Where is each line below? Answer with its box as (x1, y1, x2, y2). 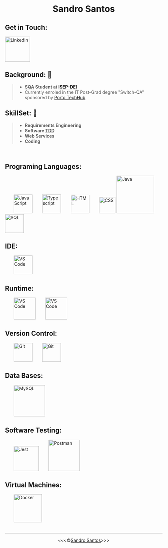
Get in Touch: (5, 23, 48, 32)
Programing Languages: (5, 162, 82, 171)
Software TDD (24, 127, 55, 133)
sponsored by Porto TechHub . (24, 94, 87, 100)
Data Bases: (5, 371, 43, 380)
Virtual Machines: (5, 481, 62, 489)
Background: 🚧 (5, 71, 52, 79)
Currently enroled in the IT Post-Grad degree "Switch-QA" (24, 89, 145, 95)
